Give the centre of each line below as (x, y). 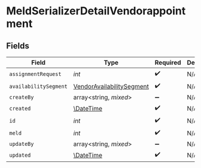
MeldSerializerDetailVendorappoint (96, 11)
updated (20, 155)
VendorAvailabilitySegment (111, 86)
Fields (18, 46)
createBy (22, 97)
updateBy (22, 144)
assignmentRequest (35, 74)
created (20, 108)
